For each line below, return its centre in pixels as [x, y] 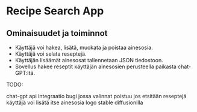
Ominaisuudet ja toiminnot [57, 33]
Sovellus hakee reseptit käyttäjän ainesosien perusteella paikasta [95, 66]
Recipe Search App [55, 11]
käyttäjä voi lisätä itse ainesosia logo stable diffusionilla [75, 102]
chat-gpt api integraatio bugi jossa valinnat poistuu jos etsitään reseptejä [96, 96]
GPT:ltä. [25, 73]
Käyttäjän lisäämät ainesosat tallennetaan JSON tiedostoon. [89, 60]
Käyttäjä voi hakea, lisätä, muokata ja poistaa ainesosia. [84, 47]
